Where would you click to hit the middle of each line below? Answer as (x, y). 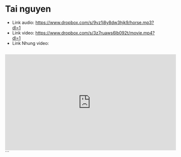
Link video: (23, 33)
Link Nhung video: (30, 43)
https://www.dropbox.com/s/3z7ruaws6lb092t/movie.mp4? (95, 33)
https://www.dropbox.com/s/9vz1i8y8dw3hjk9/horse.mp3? (95, 22)
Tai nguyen (28, 9)
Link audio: (23, 22)
